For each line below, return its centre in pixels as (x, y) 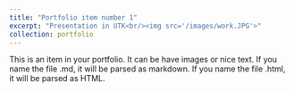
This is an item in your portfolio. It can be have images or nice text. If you (143, 60)
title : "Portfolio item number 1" (74, 17)
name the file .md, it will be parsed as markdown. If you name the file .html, (147, 69)
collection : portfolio (51, 34)
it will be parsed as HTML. (57, 79)
